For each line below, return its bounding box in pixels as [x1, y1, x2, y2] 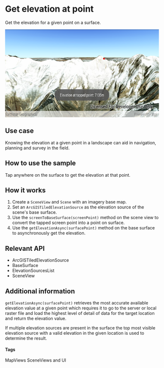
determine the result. [5, 335, 47, 341]
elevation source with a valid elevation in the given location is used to [5, 330, 144, 336]
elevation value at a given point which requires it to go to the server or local [5, 305, 157, 311]
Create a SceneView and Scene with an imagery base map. [12, 199, 127, 205]
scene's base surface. [12, 209, 57, 215]
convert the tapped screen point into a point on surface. [12, 220, 125, 225]
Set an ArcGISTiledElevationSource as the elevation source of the [12, 204, 144, 210]
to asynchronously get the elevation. [12, 230, 86, 236]
